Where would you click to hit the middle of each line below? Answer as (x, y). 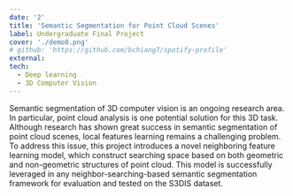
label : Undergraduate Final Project (77, 34)
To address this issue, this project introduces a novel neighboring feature (143, 146)
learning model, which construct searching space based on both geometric (146, 155)
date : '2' (27, 17)
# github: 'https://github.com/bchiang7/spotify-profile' (118, 50)
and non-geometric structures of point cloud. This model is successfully (141, 164)
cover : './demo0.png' (49, 42)
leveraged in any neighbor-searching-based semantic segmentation (133, 174)
